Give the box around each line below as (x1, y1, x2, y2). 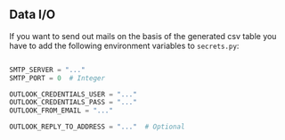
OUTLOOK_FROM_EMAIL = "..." (9, 106, 114, 115)
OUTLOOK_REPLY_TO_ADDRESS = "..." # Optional (9, 122, 185, 132)
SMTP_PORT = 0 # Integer (9, 73, 105, 83)
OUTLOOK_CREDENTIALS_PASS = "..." (9, 98, 138, 107)
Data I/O (9, 7, 56, 22)
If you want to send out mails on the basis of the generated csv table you (9, 30, 277, 41)
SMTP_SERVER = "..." (9, 65, 86, 74)
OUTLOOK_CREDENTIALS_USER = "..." (9, 89, 138, 99)
